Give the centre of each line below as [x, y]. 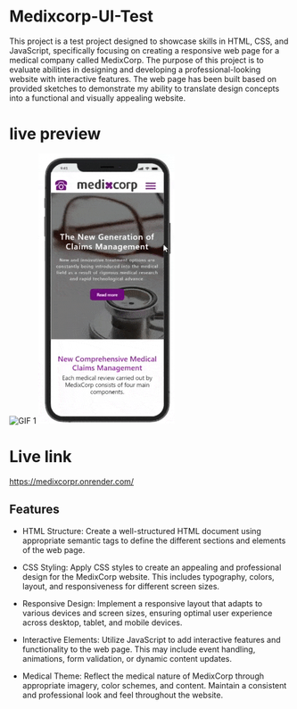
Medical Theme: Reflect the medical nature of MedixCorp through [143, 676]
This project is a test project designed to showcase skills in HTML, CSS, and [149, 41]
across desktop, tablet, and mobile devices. [102, 622]
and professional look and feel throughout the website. [123, 695]
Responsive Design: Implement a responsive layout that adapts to [142, 603]
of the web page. [54, 549]
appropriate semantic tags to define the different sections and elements [154, 540]
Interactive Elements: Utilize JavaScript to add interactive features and [151, 639]
